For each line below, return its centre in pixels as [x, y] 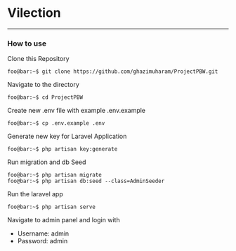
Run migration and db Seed [47, 162]
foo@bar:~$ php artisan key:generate [63, 149]
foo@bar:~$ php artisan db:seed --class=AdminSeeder [86, 181]
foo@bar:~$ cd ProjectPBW [45, 97]
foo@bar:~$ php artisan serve [52, 207]
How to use [27, 43]
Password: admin [42, 241]
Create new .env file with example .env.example [77, 111]
